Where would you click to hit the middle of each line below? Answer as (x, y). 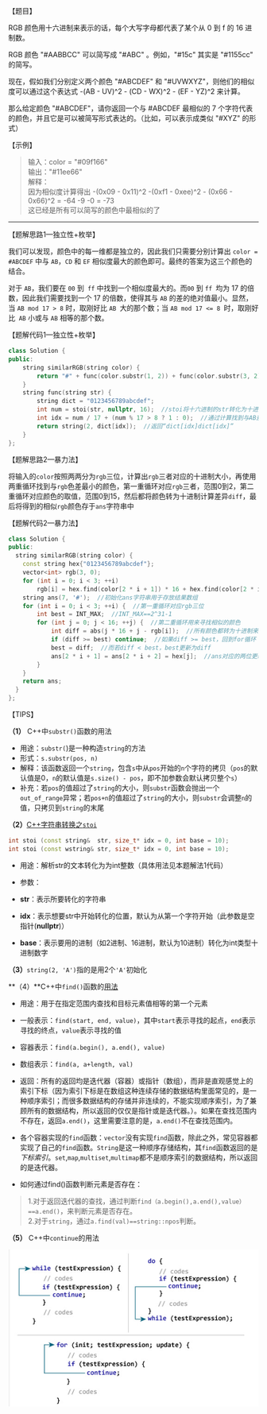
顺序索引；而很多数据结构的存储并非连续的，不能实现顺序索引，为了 (138, 1100)
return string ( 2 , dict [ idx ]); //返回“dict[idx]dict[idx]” (135, 426)
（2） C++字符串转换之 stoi (53, 825)
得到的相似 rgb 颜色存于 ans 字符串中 (78, 506)
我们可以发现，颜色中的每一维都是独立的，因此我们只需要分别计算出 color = (133, 251)
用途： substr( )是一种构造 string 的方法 (82, 748)
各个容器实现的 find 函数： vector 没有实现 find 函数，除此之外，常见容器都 (139, 1137)
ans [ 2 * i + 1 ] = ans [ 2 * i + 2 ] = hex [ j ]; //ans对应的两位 (151, 656)
